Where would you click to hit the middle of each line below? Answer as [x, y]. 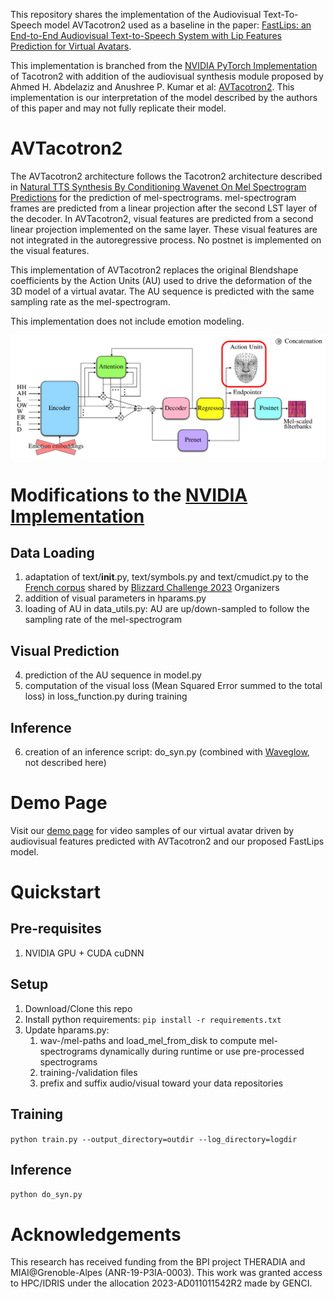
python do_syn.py [46, 1195]
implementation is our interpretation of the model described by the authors [164, 97]
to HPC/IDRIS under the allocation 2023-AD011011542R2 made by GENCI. [161, 1283]
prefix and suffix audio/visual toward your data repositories [161, 1083]
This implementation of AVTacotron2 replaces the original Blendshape [154, 270]
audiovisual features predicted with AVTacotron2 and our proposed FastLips [167, 841]
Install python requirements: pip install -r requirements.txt [153, 1019]
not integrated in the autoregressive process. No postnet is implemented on [166, 240]
